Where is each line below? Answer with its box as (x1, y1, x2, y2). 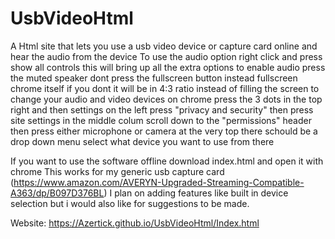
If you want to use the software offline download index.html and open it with (10, 155, 324, 167)
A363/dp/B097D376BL (10, 187, 105, 199)
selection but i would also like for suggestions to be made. (10, 197, 250, 209)
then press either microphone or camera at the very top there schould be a (10, 125, 318, 137)
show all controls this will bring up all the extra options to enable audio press (10, 61, 326, 73)
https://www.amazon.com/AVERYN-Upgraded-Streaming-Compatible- (13, 176, 305, 188)
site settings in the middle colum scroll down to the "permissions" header (10, 114, 312, 126)
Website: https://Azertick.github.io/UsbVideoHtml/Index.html (10, 217, 260, 229)
